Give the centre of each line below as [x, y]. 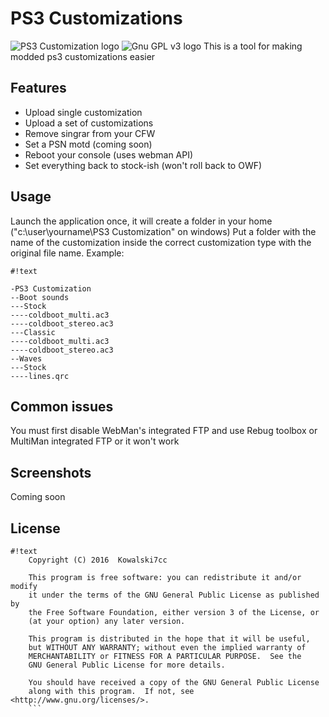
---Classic [33, 332]
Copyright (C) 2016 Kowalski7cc [98, 560]
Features [38, 88]
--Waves [26, 358]
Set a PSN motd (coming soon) [88, 144]
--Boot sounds [40, 297]
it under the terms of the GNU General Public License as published [174, 595]
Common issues [62, 406]
